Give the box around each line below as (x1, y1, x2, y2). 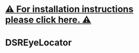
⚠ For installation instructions (5, 3, 134, 15)
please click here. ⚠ (5, 14, 91, 25)
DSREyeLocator (5, 37, 72, 48)
